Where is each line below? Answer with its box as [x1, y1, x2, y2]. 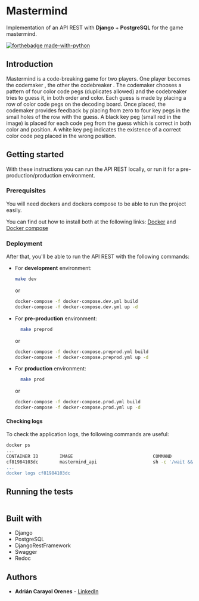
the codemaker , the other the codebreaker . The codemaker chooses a [6, 81, 182, 88]
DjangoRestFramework [14, 542, 71, 549]
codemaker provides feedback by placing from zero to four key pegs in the [6, 106, 190, 114]
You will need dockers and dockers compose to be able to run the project [6, 200, 186, 207]
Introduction [6, 59, 54, 69]
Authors [6, 572, 38, 582]
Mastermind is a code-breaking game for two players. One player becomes [6, 75, 191, 82]
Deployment [6, 239, 43, 247]
